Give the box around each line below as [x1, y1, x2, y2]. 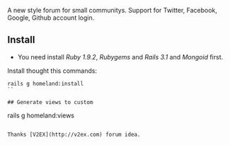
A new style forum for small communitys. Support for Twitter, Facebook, [7, 6, 218, 14]
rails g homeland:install [7, 80, 84, 87]
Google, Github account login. [7, 13, 95, 22]
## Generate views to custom [7, 98, 93, 105]
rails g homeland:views [7, 111, 75, 120]
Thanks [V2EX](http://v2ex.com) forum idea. [7, 131, 141, 138]
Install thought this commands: [7, 66, 98, 75]
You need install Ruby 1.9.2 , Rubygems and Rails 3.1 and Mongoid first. [17, 52, 224, 61]
